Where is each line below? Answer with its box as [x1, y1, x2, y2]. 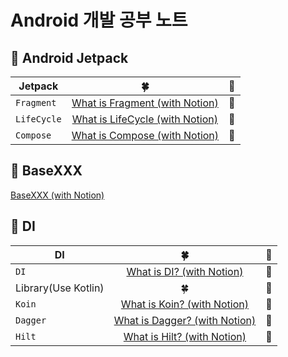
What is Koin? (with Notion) [120, 297, 249, 311]
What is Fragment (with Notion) [71, 96, 219, 110]
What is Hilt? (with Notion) [123, 329, 247, 343]
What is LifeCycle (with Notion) [71, 112, 219, 126]
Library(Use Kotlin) [15, 281, 105, 295]
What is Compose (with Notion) [71, 129, 220, 142]
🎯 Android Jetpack [10, 49, 129, 66]
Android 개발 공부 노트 [10, 9, 188, 32]
